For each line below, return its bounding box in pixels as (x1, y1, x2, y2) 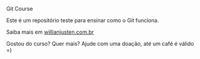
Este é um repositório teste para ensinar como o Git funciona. (6, 17, 159, 23)
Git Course (6, 5, 33, 12)
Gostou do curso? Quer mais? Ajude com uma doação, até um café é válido (6, 40, 195, 47)
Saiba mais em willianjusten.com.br (6, 28, 94, 36)
